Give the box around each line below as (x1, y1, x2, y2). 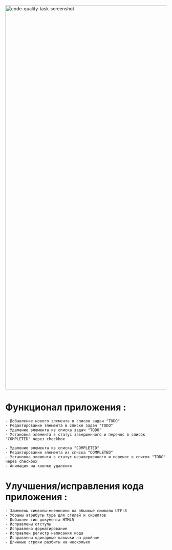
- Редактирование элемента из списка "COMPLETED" (5, 450, 114, 455)
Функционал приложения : (5, 402, 126, 413)
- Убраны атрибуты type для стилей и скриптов (5, 513, 106, 518)
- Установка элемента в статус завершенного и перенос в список (5, 432, 145, 437)
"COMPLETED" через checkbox (5, 436, 66, 441)
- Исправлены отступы (5, 521, 52, 527)
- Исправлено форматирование (5, 526, 68, 531)
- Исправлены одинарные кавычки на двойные (5, 535, 100, 540)
